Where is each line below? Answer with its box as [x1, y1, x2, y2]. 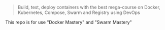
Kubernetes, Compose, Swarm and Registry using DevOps [17, 9, 141, 15]
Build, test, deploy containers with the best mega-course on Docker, [17, 4, 161, 10]
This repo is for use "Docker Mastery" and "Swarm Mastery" [5, 19, 132, 25]
